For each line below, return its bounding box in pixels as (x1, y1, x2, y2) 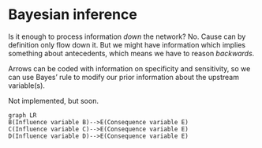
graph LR (8, 111, 37, 120)
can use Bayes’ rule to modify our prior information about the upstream (8, 72, 239, 82)
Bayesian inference (8, 6, 138, 24)
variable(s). (8, 81, 46, 90)
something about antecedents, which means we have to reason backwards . (8, 48, 255, 58)
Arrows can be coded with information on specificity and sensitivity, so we (8, 63, 251, 73)
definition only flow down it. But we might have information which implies (8, 40, 246, 49)
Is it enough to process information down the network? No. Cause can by (8, 32, 246, 41)
